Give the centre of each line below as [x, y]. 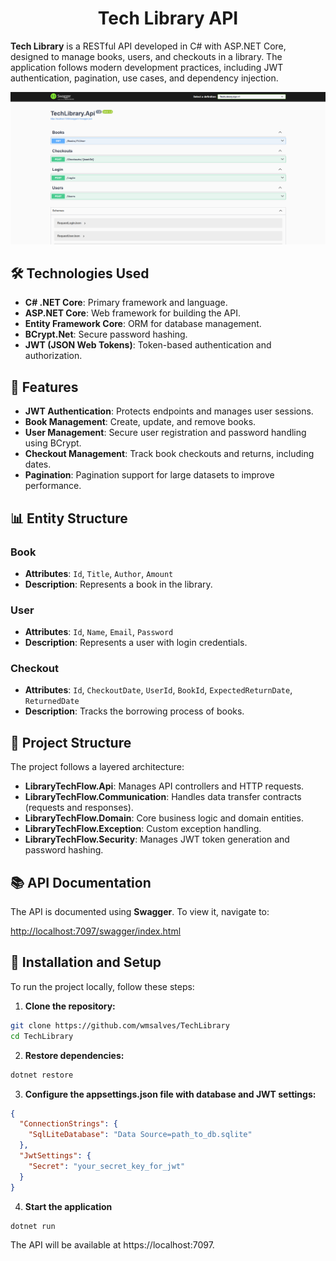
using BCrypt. [53, 443]
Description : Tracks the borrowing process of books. [134, 711]
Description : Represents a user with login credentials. [136, 643]
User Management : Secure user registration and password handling [165, 433]
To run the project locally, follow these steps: [102, 986]
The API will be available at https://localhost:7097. [112, 1245]
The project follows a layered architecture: [97, 767]
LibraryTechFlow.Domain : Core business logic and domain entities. [164, 818]
